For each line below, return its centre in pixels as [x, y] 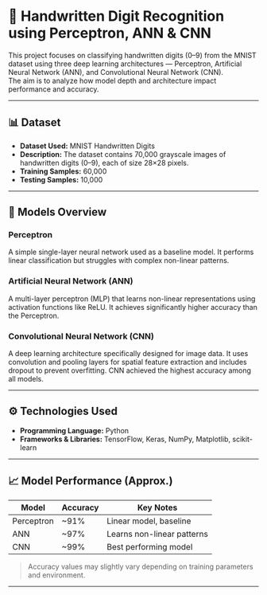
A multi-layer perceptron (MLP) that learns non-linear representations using [132, 299]
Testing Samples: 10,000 [61, 179]
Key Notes [157, 507]
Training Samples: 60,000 [63, 171]
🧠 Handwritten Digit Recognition [116, 16]
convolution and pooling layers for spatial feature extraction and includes [128, 362]
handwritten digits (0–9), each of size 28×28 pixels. [104, 162]
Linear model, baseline [149, 521]
